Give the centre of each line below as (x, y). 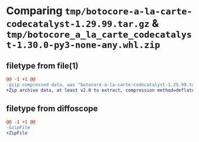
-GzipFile (18, 128)
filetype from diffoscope (52, 109)
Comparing (34, 11)
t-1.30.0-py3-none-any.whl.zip (83, 45)
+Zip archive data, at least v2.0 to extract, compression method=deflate (100, 90)
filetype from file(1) (42, 66)
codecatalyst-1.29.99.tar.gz (78, 24)
